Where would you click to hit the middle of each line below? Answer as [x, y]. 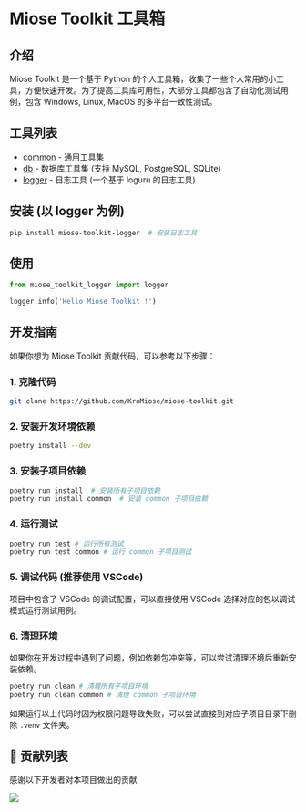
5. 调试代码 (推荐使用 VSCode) [76, 578]
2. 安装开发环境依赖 [52, 426]
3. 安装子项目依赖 [48, 471]
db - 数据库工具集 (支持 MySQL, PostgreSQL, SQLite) [122, 168]
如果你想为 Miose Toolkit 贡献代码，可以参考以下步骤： [112, 356]
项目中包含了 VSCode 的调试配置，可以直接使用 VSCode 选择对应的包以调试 [153, 599]
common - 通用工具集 [63, 157]
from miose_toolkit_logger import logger [89, 285]
